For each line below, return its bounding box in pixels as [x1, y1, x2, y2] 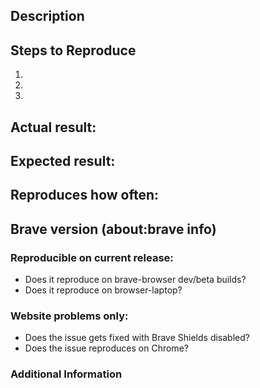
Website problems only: [10, 309, 129, 323]
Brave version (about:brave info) [10, 220, 217, 238]
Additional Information [10, 367, 123, 381]
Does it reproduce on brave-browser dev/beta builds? [24, 274, 247, 286]
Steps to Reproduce [10, 42, 137, 59]
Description [10, 8, 85, 25]
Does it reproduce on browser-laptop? [24, 284, 183, 296]
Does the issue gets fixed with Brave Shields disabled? [24, 332, 250, 344]
